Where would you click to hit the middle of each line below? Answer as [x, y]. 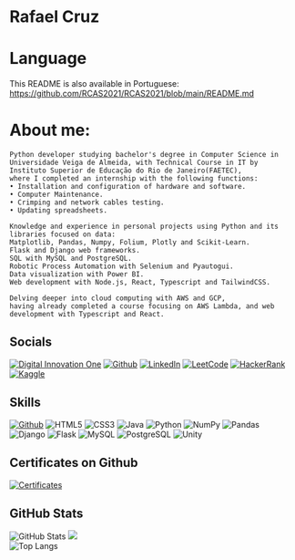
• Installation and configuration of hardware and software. [128, 187]
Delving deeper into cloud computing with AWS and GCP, [117, 298]
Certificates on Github [74, 463]
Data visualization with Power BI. [77, 275]
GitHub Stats [46, 513]
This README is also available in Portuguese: [94, 84]
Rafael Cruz [55, 17]
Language [48, 59]
